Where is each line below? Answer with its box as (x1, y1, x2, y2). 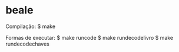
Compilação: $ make (5, 23, 56, 30)
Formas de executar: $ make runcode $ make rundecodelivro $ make (5, 34, 174, 41)
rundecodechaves (5, 40, 49, 47)
